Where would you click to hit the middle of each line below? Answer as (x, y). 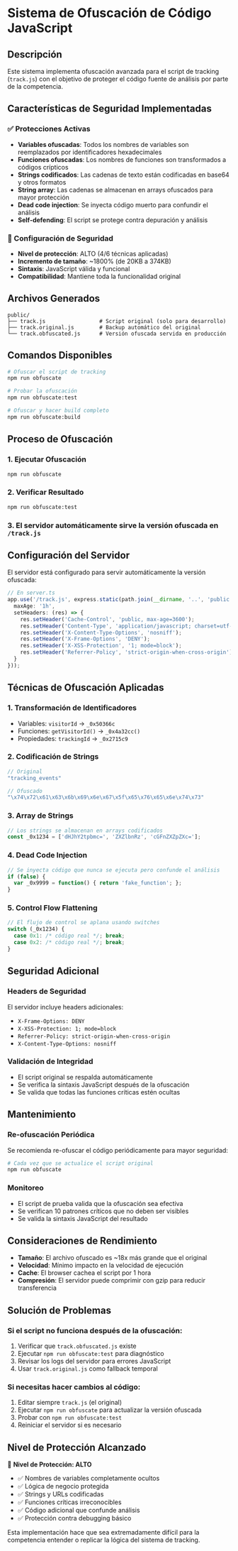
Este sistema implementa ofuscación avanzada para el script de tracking (113, 71)
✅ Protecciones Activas (49, 129)
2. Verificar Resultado (46, 493)
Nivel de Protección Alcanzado (77, 1447)
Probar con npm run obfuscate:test (70, 1418)
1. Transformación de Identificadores (72, 708)
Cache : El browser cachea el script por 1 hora (84, 1273)
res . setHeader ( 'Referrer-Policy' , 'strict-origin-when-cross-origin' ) (126, 652)
